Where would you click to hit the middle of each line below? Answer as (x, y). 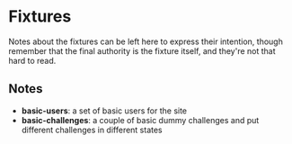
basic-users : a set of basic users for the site (104, 111)
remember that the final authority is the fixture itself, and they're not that (142, 50)
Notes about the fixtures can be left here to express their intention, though (146, 41)
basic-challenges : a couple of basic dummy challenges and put (140, 120)
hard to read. (32, 60)
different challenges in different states (92, 130)
